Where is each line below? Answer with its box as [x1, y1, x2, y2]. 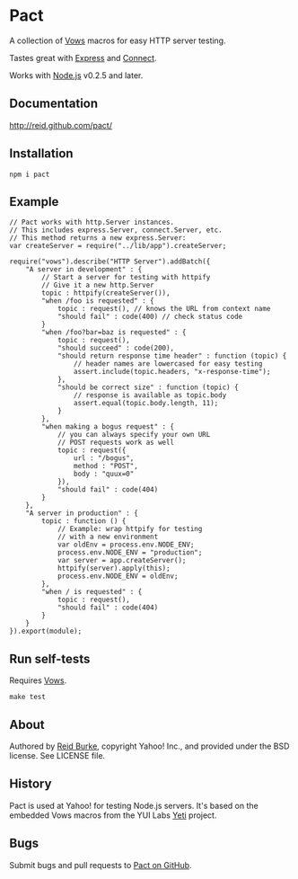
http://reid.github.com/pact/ [9, 120, 112, 130]
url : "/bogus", [73, 454, 135, 463]
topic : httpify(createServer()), [41, 289, 171, 297]
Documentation [9, 96, 99, 111]
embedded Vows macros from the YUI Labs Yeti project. [9, 810, 217, 821]
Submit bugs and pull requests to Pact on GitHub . [9, 859, 192, 870]
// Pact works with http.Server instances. [9, 218, 175, 227]
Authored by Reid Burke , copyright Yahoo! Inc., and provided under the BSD [9, 741, 290, 751]
